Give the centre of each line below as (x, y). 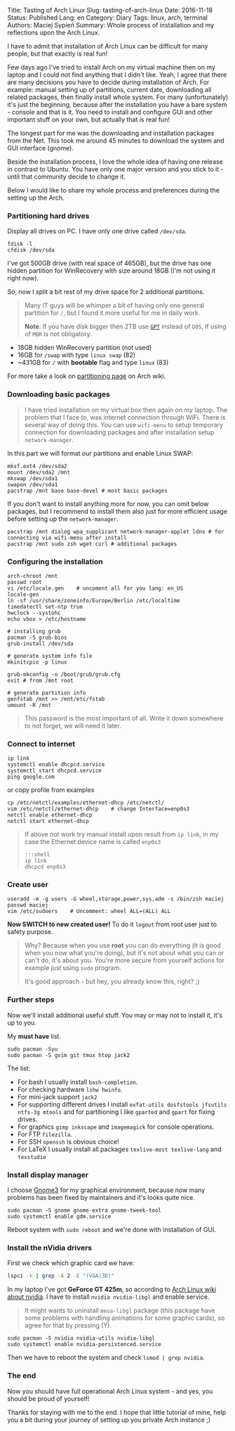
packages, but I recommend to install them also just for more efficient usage (117, 511)
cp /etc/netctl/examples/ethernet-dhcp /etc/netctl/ (86, 803)
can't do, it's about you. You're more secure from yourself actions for (124, 960)
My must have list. (34, 1036)
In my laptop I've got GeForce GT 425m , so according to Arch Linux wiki (112, 1290)
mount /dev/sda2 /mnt (39, 472)
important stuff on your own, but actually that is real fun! (89, 119)
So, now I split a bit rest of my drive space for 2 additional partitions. (106, 292)
